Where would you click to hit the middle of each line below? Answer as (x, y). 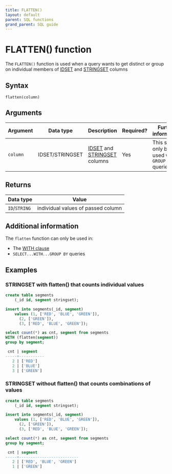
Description (102, 130)
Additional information (42, 226)
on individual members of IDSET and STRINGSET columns (67, 69)
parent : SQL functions (29, 19)
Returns (18, 185)
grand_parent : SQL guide (32, 24)
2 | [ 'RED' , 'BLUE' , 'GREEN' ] (44, 462)
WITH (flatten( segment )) (32, 338)
